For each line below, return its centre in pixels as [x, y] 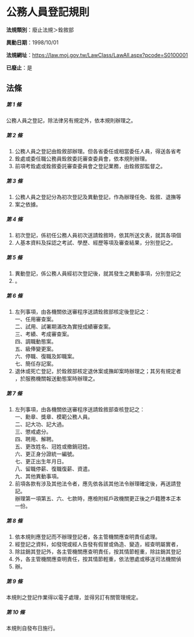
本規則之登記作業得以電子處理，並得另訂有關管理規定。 [74, 597]
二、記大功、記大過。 [41, 424]
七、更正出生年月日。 [41, 462]
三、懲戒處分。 [33, 432]
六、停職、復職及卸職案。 [46, 357]
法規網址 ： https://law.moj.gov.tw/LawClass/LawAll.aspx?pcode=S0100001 [97, 55]
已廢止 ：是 [19, 67]
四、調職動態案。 [36, 342]
